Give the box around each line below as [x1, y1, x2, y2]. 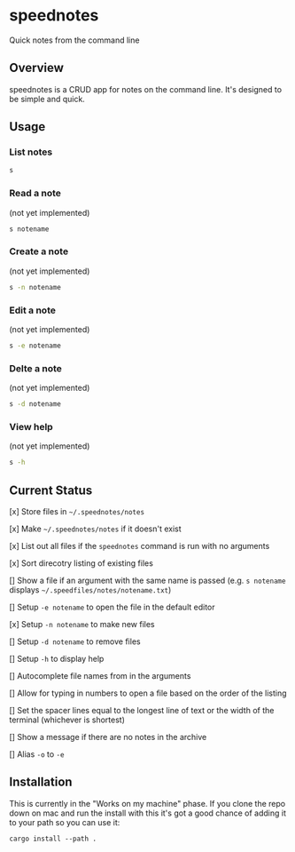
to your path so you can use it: [9, 816, 120, 827]
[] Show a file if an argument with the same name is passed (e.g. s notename [9, 575, 286, 585]
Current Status [9, 482, 93, 498]
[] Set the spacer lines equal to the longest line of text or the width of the [9, 705, 275, 715]
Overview [9, 60, 65, 76]
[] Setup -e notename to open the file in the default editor [9, 601, 215, 612]
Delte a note [9, 362, 62, 374]
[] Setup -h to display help [9, 653, 105, 664]
